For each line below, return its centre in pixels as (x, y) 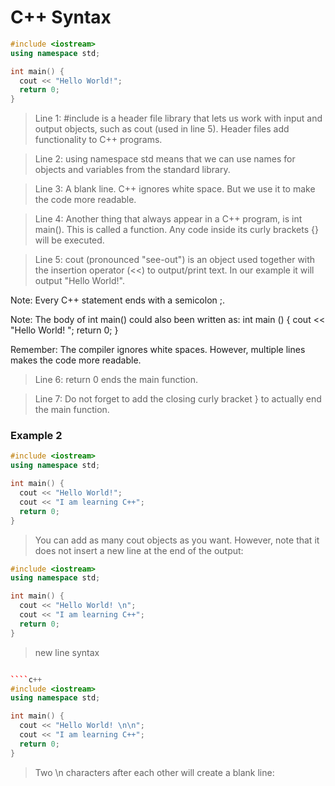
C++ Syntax (61, 17)
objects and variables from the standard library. (132, 170)
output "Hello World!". (79, 281)
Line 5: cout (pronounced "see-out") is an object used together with (175, 260)
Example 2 (36, 436)
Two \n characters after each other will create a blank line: (154, 772)
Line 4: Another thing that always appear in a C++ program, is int (168, 219)
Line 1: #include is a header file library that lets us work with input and (178, 118)
